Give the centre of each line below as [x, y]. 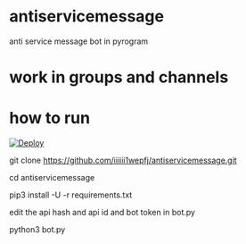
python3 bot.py [37, 230]
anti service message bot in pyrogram [79, 41]
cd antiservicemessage [52, 178]
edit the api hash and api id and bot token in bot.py [102, 213]
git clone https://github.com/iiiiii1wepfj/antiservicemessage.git [123, 160]
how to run [50, 118]
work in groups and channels [119, 77]
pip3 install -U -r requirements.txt [71, 195]
